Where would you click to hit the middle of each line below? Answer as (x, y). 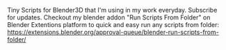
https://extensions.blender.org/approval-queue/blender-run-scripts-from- (113, 32)
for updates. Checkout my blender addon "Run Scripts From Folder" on (109, 17)
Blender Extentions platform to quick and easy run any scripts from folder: (113, 25)
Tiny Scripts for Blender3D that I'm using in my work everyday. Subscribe (112, 10)
